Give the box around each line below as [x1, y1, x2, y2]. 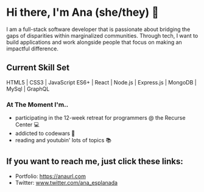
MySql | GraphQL [6, 85, 50, 92]
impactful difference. [6, 45, 59, 52]
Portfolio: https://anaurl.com [15, 173, 86, 180]
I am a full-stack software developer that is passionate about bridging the [6, 26, 191, 33]
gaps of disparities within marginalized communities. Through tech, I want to [6, 32, 199, 39]
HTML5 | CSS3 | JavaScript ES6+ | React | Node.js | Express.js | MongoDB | [6, 78, 197, 86]
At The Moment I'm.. [6, 100, 69, 109]
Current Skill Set [6, 63, 70, 73]
